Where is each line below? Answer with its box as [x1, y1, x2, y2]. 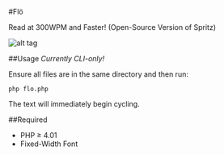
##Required [8, 115, 48, 124]
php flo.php [8, 85, 49, 93]
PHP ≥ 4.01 [19, 131, 57, 140]
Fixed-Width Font [19, 139, 78, 149]
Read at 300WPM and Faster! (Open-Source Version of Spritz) [8, 23, 217, 31]
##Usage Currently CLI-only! [8, 54, 105, 63]
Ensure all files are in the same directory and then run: [8, 69, 188, 79]
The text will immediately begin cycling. [8, 99, 140, 108]
